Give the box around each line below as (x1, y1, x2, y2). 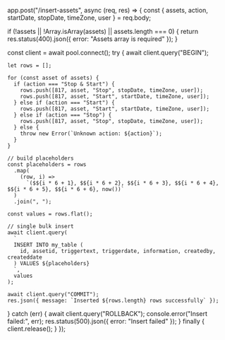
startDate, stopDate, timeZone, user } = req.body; (7, 13, 152, 22)
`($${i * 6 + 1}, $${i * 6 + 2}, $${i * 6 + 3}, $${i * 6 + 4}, (25, 180, 219, 187)
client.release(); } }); (7, 324, 66, 333)
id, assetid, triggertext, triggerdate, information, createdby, (20, 247, 217, 254)
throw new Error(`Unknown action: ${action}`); (20, 130, 162, 137)
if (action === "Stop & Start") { (13, 81, 115, 88)
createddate (7, 254, 42, 261)
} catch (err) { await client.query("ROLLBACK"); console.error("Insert (7, 310, 208, 317)
